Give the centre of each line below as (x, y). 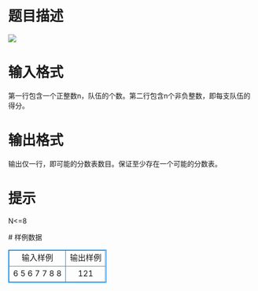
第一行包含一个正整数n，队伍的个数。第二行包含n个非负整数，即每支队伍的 (129, 95)
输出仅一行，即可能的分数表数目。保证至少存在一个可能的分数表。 (115, 163)
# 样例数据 (25, 237)
